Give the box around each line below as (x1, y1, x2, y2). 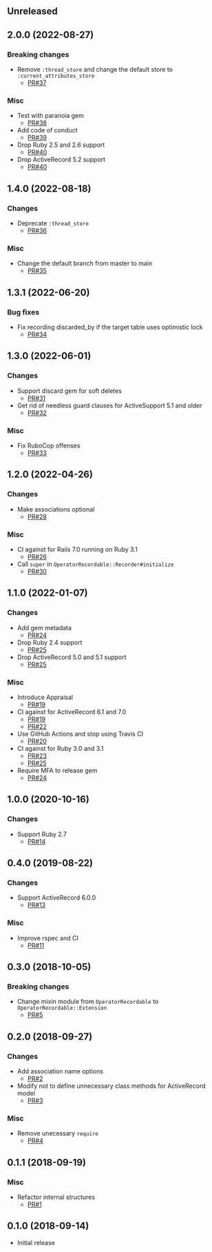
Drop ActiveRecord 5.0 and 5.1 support (17, 653, 127, 661)
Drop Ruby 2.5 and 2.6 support (17, 141, 105, 149)
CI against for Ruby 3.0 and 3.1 (17, 745, 104, 752)
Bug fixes (7, 307, 40, 316)
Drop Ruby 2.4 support (17, 638, 83, 647)
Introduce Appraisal (17, 693, 74, 701)
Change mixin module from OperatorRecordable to (17, 998, 159, 1006)
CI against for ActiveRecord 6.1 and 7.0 (17, 708, 127, 716)
